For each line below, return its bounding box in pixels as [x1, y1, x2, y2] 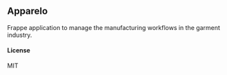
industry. [7, 31, 32, 39]
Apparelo [7, 5, 48, 17]
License [7, 46, 31, 55]
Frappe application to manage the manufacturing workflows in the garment [7, 23, 221, 31]
